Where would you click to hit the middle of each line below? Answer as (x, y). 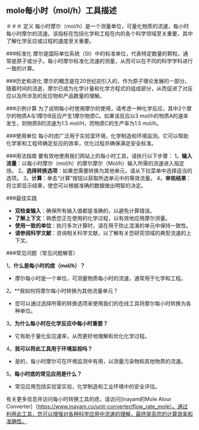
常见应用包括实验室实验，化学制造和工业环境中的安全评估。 (87, 386)
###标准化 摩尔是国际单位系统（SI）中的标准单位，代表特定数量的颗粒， (95, 53)
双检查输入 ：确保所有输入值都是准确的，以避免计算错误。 (85, 211)
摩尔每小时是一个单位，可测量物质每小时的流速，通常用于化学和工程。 (100, 278)
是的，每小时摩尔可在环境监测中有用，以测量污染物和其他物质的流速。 (100, 361)
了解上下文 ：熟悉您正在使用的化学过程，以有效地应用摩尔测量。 (92, 218)
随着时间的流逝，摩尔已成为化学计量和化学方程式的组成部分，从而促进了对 (97, 88)
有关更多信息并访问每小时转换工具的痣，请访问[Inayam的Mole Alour (89, 399)
